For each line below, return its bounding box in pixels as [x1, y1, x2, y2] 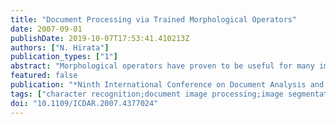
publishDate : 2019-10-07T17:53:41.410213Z [10, 33, 190, 43]
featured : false [10, 71, 78, 81]
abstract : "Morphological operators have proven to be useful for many [10, 61, 315, 71]
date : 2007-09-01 [10, 24, 83, 34]
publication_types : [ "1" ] [10, 52, 118, 62]
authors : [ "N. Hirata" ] [10, 42, 110, 53]
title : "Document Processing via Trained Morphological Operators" [10, 14, 298, 25]
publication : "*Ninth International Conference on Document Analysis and [10, 80, 325, 90]
